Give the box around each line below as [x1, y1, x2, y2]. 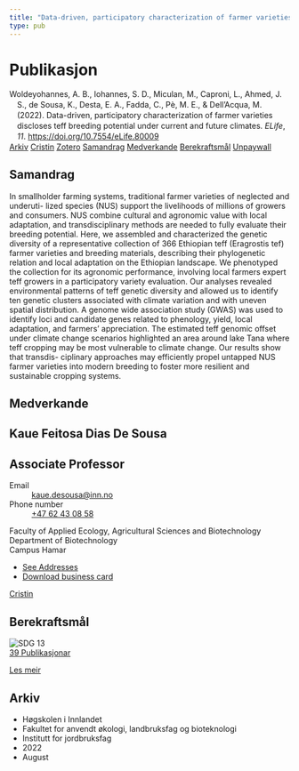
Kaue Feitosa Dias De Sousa [9, 426, 167, 441]
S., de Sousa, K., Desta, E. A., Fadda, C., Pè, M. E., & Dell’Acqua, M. [17, 100, 263, 110]
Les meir [9, 664, 42, 676]
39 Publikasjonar [9, 647, 71, 658]
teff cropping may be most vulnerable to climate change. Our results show [9, 341, 282, 352]
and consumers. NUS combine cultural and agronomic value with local [9, 210, 268, 221]
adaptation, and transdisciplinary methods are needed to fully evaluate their [9, 219, 287, 229]
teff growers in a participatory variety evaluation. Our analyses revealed [9, 276, 272, 286]
